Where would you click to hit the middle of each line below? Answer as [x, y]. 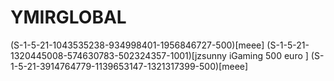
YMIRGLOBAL [68, 17]
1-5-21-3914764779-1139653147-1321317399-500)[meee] [129, 66]
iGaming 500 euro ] [268, 55]
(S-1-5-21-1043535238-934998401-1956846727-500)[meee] [137, 45]
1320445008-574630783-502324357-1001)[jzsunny [118, 55]
